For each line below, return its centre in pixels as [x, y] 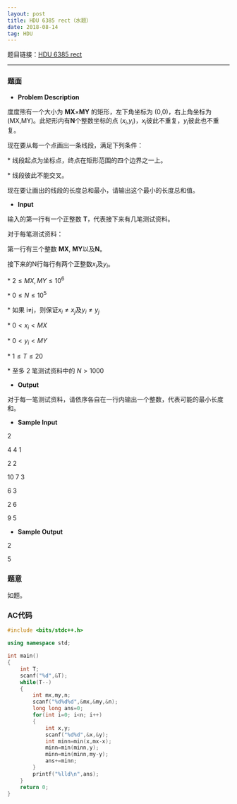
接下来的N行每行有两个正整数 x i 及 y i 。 [61, 265]
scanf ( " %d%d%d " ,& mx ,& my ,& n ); [75, 702]
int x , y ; [58, 728]
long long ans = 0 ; [58, 709]
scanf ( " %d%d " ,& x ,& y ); [77, 735]
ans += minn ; [61, 761]
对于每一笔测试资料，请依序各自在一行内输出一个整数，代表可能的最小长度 [115, 399]
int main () [23, 656]
